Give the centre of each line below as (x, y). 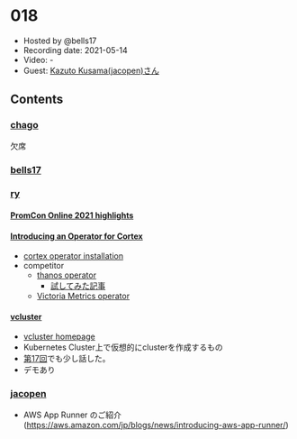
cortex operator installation (73, 256)
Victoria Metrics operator (83, 296)
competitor (44, 266)
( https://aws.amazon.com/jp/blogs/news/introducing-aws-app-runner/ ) (156, 425)
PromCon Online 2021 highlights (72, 215)
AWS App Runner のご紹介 (72, 415)
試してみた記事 (78, 286)
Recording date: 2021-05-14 (76, 50)
